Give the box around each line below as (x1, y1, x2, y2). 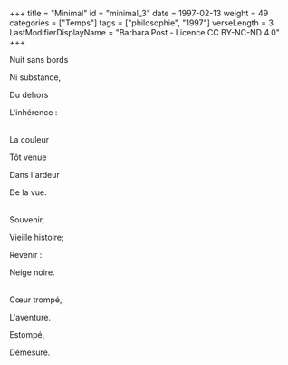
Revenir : (9, 250, 43, 260)
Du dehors (9, 90, 49, 100)
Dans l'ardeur (9, 170, 61, 180)
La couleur (9, 134, 50, 144)
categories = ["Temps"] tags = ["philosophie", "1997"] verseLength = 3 (9, 17, 274, 28)
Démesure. (9, 347, 51, 358)
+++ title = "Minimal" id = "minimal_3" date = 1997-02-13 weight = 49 (9, 8, 269, 18)
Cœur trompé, (9, 294, 62, 305)
